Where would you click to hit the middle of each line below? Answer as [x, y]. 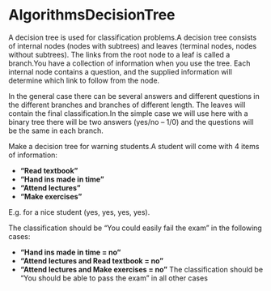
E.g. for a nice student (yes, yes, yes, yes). [79, 212]
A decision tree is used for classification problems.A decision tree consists [133, 37]
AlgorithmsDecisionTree [92, 15]
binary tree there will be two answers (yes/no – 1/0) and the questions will [131, 122]
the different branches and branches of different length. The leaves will [127, 105]
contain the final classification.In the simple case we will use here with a [128, 113]
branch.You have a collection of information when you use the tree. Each [129, 63]
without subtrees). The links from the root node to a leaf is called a [119, 54]
